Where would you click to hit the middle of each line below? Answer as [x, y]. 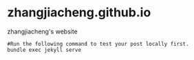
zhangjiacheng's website [42, 31]
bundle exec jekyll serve [44, 50]
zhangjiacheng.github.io [79, 13]
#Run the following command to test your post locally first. [98, 44]
